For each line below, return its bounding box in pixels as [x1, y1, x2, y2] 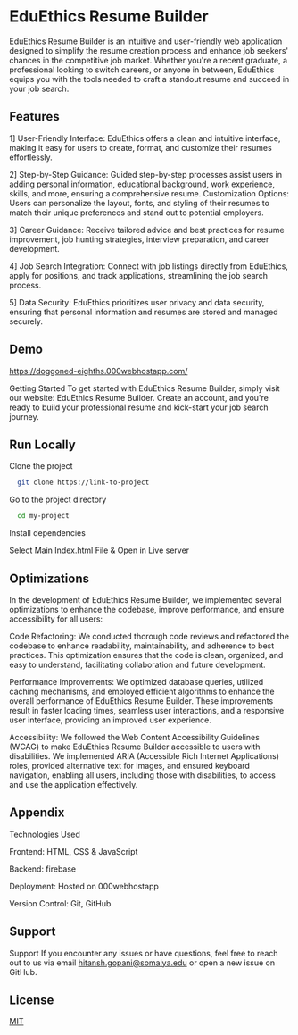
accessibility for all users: [9, 613, 103, 624]
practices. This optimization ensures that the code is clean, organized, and [9, 649, 284, 660]
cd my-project [17, 512, 70, 521]
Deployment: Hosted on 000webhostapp [9, 881, 159, 891]
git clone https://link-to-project [17, 478, 150, 488]
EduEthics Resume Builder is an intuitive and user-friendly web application [9, 36, 283, 46]
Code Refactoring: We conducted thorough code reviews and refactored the [9, 630, 290, 641]
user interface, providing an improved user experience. [9, 714, 211, 725]
